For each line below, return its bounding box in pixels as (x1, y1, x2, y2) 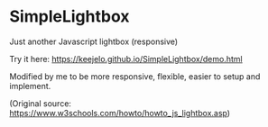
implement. (9, 80, 51, 91)
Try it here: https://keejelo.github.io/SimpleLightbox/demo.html (9, 53, 243, 64)
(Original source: (9, 97, 72, 109)
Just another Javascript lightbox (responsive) (9, 36, 179, 47)
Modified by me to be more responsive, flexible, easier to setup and (9, 70, 261, 82)
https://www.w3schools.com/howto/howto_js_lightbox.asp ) (9, 107, 231, 118)
